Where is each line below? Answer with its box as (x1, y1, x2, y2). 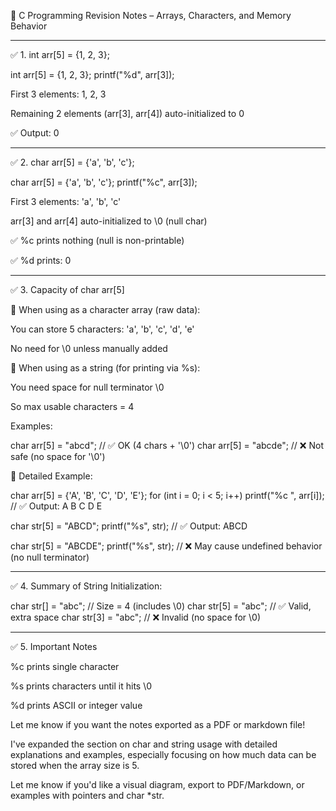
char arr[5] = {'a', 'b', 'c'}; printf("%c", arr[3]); (10, 176, 198, 188)
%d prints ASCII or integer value (10, 700, 143, 711)
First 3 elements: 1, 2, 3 (10, 88, 107, 100)
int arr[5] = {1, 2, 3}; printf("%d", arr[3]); (10, 69, 175, 80)
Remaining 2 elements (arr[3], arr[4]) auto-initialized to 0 (10, 108, 245, 119)
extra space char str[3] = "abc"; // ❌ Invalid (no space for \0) (10, 611, 262, 623)
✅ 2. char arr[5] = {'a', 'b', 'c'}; (10, 156, 135, 168)
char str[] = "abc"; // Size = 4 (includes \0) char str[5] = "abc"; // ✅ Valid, (10, 600, 312, 612)
